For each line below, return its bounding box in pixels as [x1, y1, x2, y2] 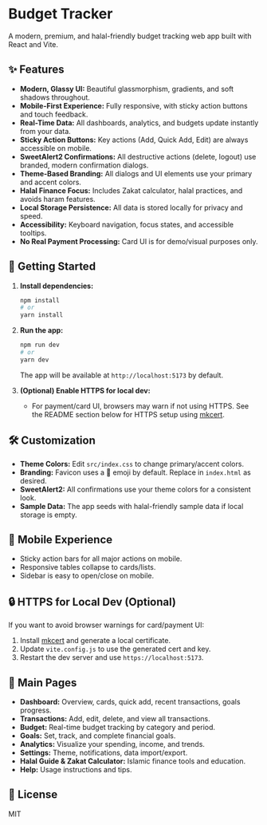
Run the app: [19, 326, 64, 335]
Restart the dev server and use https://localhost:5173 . [19, 653, 204, 662]
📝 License [8, 787, 58, 802]
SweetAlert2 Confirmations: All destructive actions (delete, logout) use [19, 152, 257, 161]
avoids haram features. [19, 194, 96, 203]
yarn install [19, 311, 64, 319]
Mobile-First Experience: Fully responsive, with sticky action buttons [19, 101, 249, 110]
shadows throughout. [19, 93, 90, 102]
